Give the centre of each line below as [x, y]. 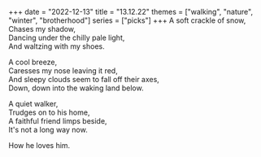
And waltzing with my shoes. [57, 46]
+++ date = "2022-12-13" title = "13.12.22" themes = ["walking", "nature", [131, 12]
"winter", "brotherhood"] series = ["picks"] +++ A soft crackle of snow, [127, 20]
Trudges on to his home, [49, 112]
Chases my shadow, [42, 29]
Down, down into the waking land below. [76, 88]
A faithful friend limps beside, [58, 121]
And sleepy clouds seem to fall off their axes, [84, 79]
